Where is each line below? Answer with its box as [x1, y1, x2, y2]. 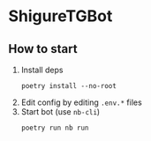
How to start [8, 41, 78, 56]
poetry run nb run [20, 123, 89, 132]
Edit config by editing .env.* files [20, 97, 142, 108]
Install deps [20, 64, 64, 75]
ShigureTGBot [8, 6, 113, 26]
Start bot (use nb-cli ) [20, 107, 101, 116]
